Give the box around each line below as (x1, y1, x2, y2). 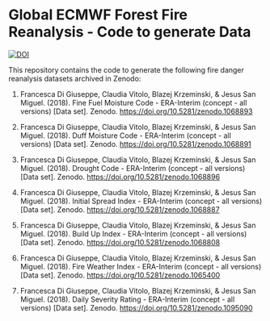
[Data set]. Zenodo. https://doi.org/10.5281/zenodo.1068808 (19, 237, 221, 247)
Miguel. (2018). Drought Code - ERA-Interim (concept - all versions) (19, 163, 246, 173)
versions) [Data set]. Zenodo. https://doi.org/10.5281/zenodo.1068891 (19, 139, 252, 148)
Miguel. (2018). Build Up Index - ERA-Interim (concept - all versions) (19, 228, 247, 239)
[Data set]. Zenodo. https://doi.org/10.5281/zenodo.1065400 (19, 270, 221, 280)
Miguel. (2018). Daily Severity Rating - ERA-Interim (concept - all (19, 294, 235, 304)
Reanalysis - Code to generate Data (8, 23, 251, 41)
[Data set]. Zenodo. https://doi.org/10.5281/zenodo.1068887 (19, 204, 220, 215)
